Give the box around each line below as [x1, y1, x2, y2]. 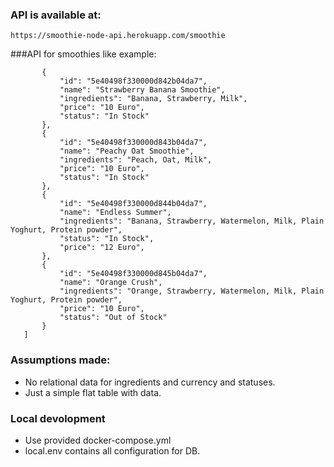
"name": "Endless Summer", [59, 208, 172, 218]
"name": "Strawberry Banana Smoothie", [59, 85, 226, 95]
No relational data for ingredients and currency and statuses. [24, 376, 276, 388]
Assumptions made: [10, 353, 111, 367]
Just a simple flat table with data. [24, 386, 162, 398]
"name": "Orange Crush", [59, 278, 163, 288]
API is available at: [10, 8, 102, 22]
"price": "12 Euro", [59, 243, 145, 253]
